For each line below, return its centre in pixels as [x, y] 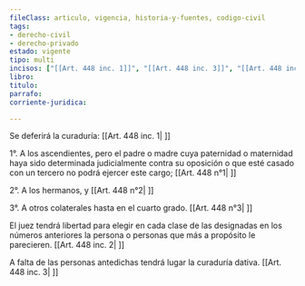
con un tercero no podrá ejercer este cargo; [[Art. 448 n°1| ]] [123, 173]
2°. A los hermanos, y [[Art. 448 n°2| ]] [82, 191]
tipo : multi [32, 60]
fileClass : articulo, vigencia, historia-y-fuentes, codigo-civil [138, 18]
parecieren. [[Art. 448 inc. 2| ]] [67, 245]
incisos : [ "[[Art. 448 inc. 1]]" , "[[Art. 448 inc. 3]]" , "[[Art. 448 [146, 69]
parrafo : [26, 94]
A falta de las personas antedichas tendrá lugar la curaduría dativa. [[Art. [146, 262]
